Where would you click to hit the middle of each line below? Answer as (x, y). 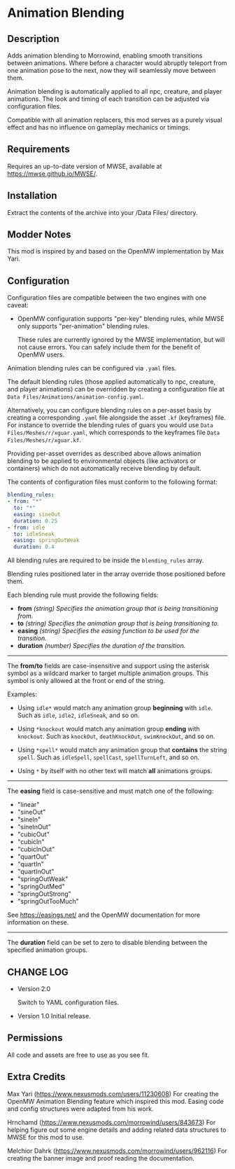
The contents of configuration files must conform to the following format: (113, 482)
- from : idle (26, 527)
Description (33, 39)
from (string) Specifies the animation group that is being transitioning (118, 609)
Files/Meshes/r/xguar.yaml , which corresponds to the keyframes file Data (114, 433)
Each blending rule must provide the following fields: (83, 595)
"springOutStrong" (44, 894)
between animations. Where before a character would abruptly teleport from (117, 63)
